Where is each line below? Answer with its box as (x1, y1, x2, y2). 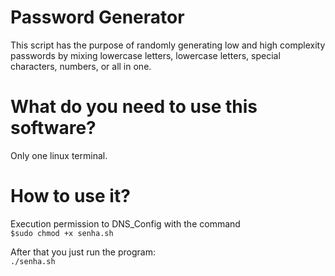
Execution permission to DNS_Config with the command (10, 217, 241, 230)
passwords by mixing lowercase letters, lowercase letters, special (10, 49, 281, 61)
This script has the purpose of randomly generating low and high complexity (10, 39, 326, 51)
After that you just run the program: (10, 246, 156, 258)
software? (10, 117, 97, 140)
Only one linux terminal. (10, 149, 108, 161)
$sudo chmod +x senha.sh (10, 228, 114, 238)
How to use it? (10, 185, 131, 208)
